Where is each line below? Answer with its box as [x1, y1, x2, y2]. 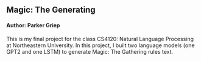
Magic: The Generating [6, 5, 96, 15]
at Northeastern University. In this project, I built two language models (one [6, 42, 195, 49]
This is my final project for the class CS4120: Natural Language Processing [6, 35, 194, 42]
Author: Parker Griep [6, 21, 60, 29]
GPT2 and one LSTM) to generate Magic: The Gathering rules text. [6, 48, 174, 55]
